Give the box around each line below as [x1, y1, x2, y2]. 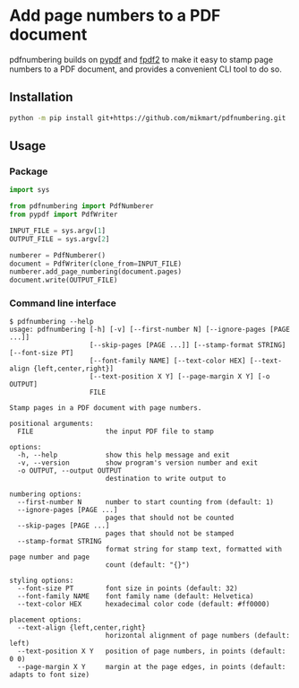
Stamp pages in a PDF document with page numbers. [9, 404, 202, 413]
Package [9, 165, 48, 178]
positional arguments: [9, 419, 94, 429]
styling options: [9, 576, 74, 586]
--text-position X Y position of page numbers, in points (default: [17, 647, 286, 656]
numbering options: [9, 490, 82, 499]
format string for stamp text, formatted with [105, 544, 282, 554]
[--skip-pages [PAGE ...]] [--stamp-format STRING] [89, 341, 286, 350]
